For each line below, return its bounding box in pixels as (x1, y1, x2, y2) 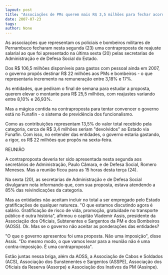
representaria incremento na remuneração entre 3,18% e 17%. (5, 76, 132, 82)
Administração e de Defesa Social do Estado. (5, 55, 98, 61)
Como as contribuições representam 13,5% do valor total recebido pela (5, 121, 152, 127)
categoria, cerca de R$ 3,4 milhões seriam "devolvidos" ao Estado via (5, 126, 149, 132)
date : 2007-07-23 (5, 16, 41, 21)
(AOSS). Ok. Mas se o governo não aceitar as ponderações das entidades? (5, 223, 159, 229)
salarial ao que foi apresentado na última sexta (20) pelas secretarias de (5, 50, 154, 56)
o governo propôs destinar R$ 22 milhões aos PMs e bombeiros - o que (5, 70, 153, 76)
